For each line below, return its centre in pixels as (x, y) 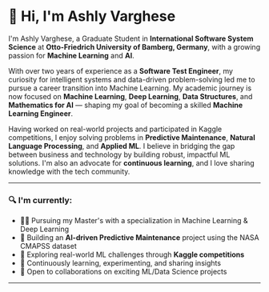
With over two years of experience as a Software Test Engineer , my (121, 70)
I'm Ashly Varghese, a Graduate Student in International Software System (131, 38)
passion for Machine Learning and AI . (71, 55)
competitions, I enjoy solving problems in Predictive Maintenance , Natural (132, 137)
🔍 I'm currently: (40, 200)
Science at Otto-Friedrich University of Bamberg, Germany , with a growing (134, 46)
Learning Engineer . (41, 113)
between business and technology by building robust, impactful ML (119, 154)
